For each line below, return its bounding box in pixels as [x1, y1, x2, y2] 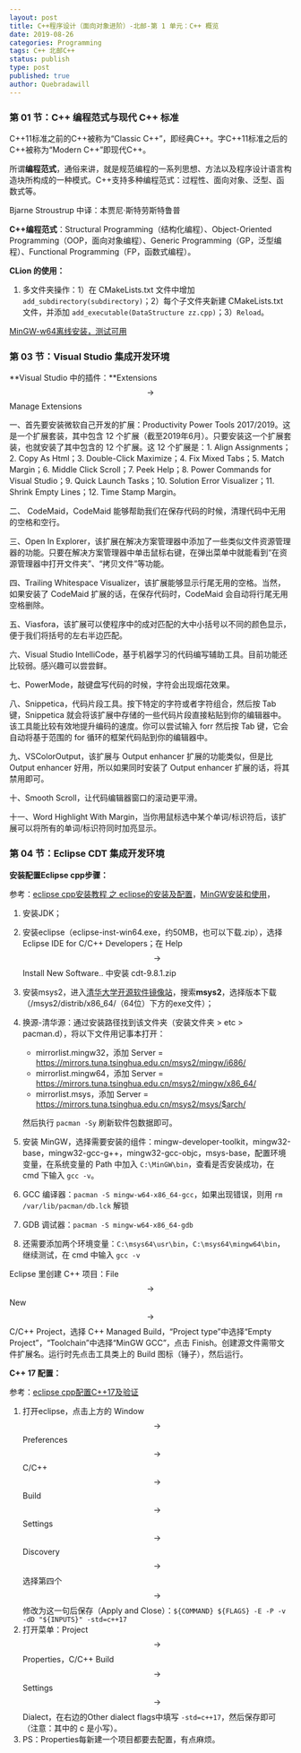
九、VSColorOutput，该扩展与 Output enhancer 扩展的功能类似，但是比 [9, 751, 273, 762]
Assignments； [235, 442, 291, 453]
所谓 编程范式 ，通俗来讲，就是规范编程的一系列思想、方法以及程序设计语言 [9, 163, 284, 174]
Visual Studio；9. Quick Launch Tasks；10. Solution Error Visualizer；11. [9, 476, 275, 487]
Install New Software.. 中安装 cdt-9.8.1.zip [21, 967, 176, 978]
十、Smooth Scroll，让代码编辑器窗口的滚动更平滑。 [9, 792, 203, 803]
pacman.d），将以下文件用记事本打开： [21, 1028, 166, 1039]
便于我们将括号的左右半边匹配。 [9, 630, 127, 641]
